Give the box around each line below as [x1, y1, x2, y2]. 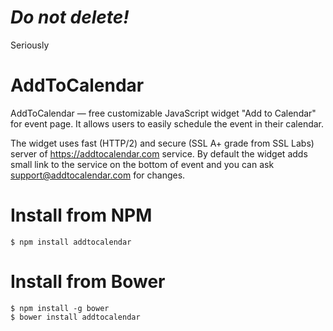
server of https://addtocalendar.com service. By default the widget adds [10, 147, 308, 160]
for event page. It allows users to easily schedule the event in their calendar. [10, 117, 325, 130]
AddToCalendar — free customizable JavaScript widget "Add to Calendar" [10, 107, 317, 119]
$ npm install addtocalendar [10, 237, 132, 247]
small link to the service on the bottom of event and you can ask [10, 158, 275, 170]
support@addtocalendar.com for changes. [10, 169, 186, 181]
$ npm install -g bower [10, 303, 110, 313]
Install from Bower [10, 271, 166, 293]
